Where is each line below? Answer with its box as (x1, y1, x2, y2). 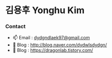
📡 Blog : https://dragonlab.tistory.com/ (12, 47, 93, 53)
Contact (5, 23, 26, 30)
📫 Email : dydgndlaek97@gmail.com (12, 35, 90, 41)
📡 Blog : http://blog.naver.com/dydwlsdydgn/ (12, 42, 107, 48)
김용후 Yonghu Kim (5, 5, 85, 16)
